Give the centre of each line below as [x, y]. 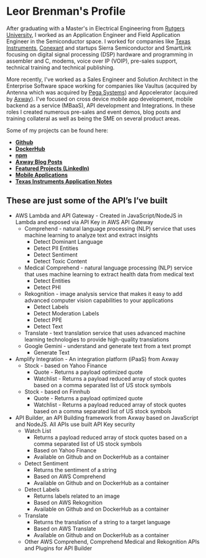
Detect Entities [52, 281]
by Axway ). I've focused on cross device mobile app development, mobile [100, 99]
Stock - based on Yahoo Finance [66, 365]
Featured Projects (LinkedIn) [52, 168]
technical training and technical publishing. [61, 67]
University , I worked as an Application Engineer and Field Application [93, 34]
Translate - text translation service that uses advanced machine [105, 333]
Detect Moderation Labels [66, 313]
